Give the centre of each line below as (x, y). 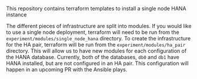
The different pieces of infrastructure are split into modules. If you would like (99, 26)
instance (16, 15)
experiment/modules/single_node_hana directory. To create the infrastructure (98, 38)
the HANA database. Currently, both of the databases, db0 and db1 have (93, 57)
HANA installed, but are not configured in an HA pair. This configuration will (98, 63)
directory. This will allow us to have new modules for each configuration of (96, 51)
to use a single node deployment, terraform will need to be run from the (93, 32)
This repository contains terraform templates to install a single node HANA (96, 8)
